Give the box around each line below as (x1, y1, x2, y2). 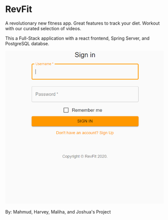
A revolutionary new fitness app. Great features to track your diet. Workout (5, 20, 160, 26)
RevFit (5, 4, 33, 15)
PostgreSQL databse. (5, 40, 49, 46)
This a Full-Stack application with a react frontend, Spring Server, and (5, 35, 150, 41)
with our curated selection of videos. (5, 25, 81, 31)
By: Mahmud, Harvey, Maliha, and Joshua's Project (5, 209, 111, 215)
